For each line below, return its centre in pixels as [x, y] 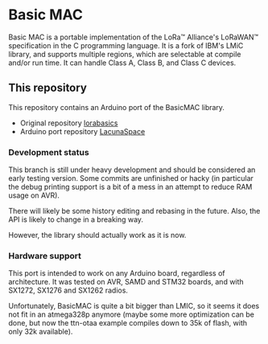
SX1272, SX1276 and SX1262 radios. [68, 290]
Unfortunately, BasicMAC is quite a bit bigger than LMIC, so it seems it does [134, 306]
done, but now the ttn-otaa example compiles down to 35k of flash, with [128, 323]
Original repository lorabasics [69, 123]
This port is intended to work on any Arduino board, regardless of [117, 273]
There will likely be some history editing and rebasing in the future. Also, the [134, 211]
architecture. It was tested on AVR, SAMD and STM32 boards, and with [126, 282]
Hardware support [45, 256]
